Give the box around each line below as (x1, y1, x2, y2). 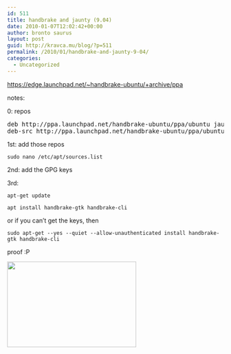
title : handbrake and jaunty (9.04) (7, 17, 112, 23)
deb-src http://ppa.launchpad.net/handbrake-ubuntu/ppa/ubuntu (7, 127, 225, 135)
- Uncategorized (13, 61, 60, 68)
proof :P (7, 247, 30, 256)
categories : (7, 55, 41, 62)
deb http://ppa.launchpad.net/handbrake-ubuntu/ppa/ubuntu (7, 120, 211, 128)
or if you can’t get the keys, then (7, 216, 99, 225)
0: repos (7, 107, 31, 115)
